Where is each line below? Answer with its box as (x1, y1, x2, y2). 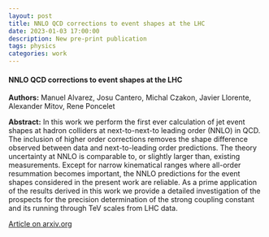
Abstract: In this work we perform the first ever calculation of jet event (8, 117, 245, 127)
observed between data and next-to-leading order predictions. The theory (8, 143, 258, 153)
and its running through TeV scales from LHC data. (8, 204, 178, 213)
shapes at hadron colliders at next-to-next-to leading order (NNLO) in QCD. (8, 126, 261, 136)
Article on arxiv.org (8, 219, 72, 229)
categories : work (8, 50, 67, 58)
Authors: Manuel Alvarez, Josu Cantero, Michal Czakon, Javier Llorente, (8, 93, 252, 102)
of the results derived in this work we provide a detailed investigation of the (8, 186, 261, 196)
